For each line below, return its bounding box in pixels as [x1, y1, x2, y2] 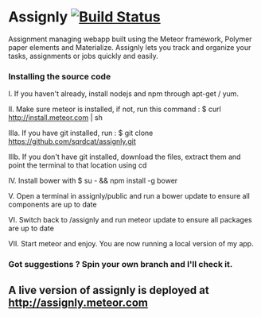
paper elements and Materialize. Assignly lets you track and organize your [8, 42, 251, 52]
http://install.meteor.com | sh [8, 113, 103, 122]
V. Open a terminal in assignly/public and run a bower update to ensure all [8, 191, 251, 201]
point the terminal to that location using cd [8, 160, 147, 170]
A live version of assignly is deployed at [8, 283, 209, 297]
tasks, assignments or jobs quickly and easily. [8, 51, 159, 60]
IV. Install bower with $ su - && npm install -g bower [8, 176, 178, 186]
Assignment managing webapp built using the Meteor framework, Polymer [8, 34, 252, 44]
